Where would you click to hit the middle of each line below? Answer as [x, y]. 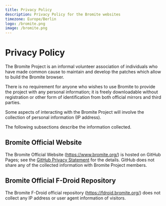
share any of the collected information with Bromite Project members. [76, 165]
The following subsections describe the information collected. [68, 127]
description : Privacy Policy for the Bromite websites [63, 14]
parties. [13, 103]
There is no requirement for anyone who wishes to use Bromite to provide [80, 87]
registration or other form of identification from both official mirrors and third [83, 97]
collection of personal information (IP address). [53, 118]
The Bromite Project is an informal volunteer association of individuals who [81, 67]
